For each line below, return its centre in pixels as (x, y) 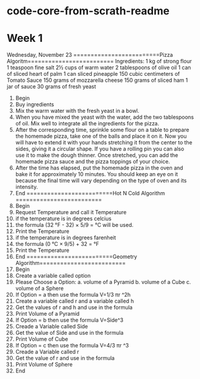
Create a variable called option (53, 276)
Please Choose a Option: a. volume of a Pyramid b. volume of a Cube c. (103, 282)
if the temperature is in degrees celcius (63, 218)
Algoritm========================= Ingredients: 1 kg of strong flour (99, 61)
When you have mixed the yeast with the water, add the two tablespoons (104, 117)
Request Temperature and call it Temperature (71, 212)
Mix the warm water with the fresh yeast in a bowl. (77, 111)
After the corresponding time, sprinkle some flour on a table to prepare (102, 130)
